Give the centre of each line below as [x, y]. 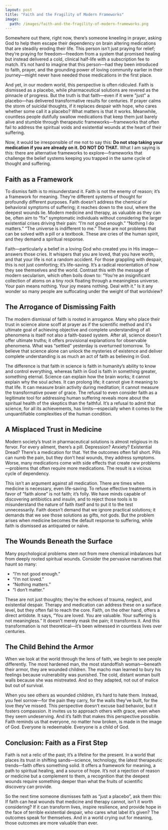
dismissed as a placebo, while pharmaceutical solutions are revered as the [82, 90]
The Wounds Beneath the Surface [59, 541]
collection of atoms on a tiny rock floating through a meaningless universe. [82, 281]
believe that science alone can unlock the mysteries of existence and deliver [84, 351]
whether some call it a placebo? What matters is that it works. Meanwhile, [81, 111]
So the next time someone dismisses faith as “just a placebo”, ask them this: [83, 796]
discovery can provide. [29, 787]
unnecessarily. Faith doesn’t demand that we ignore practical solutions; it [80, 509]
